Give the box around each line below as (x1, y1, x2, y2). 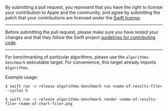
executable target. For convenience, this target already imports (26, 59, 156, 65)
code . (5, 40, 17, 45)
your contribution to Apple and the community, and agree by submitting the (5, 9, 160, 15)
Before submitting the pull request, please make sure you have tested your (5, 29, 159, 35)
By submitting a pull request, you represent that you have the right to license (5, 4, 162, 10)
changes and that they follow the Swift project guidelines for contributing (5, 34, 156, 40)
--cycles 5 (5, 88, 28, 93)
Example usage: (5, 74, 38, 80)
